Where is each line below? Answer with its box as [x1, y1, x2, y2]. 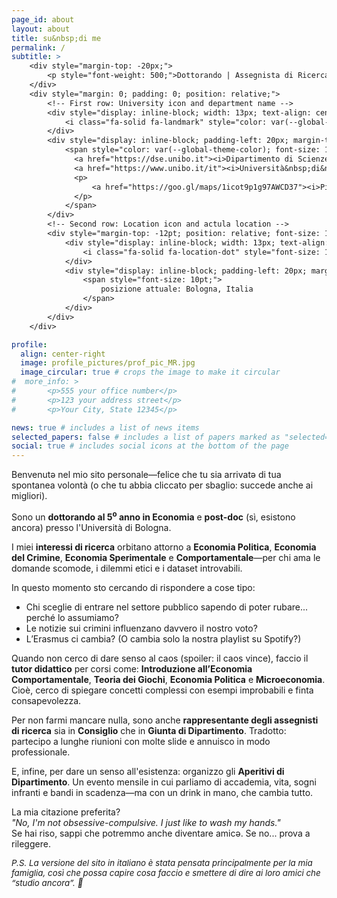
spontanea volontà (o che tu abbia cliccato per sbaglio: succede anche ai [11, 479, 314, 491]
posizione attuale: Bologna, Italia [100, 284, 254, 295]
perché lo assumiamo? [25, 611, 119, 623]
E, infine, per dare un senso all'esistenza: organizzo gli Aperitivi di [11, 765, 285, 777]
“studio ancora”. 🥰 [11, 877, 84, 888]
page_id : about [11, 14, 75, 25]
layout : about [11, 24, 71, 34]
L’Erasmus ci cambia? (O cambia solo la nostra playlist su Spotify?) [25, 632, 302, 645]
